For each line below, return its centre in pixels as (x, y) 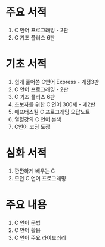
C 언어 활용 (27, 230)
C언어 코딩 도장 (32, 126)
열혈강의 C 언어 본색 (38, 119)
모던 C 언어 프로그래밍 (40, 178)
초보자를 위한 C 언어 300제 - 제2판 (55, 104)
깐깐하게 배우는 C (35, 171)
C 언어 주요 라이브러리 (40, 237)
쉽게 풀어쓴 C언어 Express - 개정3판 (57, 82)
